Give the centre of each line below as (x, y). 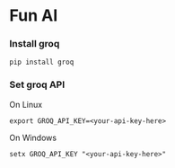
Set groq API (37, 84)
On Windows (33, 137)
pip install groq (42, 62)
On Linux (26, 104)
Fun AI (34, 16)
